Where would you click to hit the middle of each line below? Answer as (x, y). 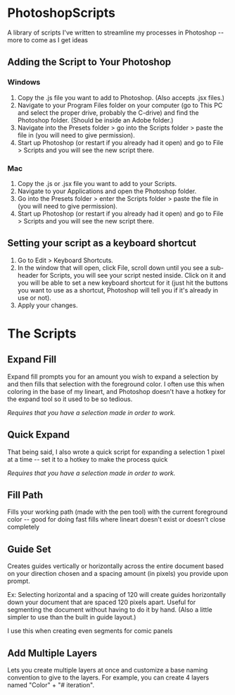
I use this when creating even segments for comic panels (90, 631)
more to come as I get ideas (47, 39)
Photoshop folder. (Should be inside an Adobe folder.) (95, 120)
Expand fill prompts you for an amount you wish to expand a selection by (113, 376)
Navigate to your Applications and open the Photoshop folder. (107, 191)
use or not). (34, 297)
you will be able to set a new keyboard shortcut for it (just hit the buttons (123, 283)
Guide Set (29, 549)
